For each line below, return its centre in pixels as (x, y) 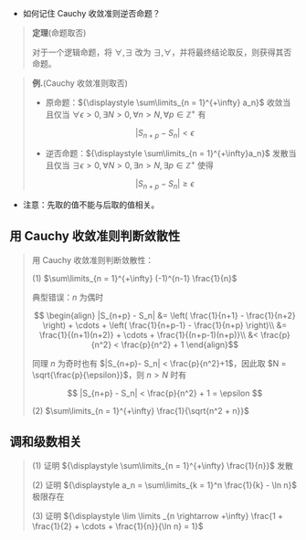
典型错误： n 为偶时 (68, 297)
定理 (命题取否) (59, 33)
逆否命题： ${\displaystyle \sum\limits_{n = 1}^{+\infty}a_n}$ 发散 (167, 154)
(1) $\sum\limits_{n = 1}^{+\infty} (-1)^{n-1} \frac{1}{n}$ (134, 278)
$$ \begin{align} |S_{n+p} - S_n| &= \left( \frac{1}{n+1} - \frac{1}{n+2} (165, 315)
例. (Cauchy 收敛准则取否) (79, 83)
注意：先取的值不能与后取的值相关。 (91, 205)
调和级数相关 (46, 442)
